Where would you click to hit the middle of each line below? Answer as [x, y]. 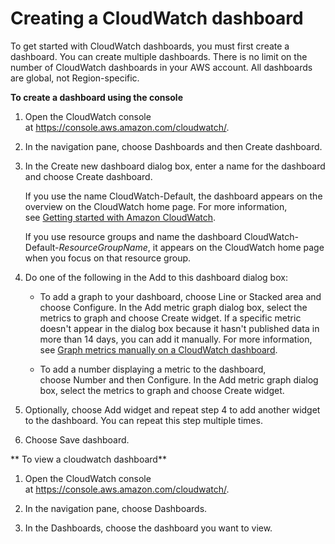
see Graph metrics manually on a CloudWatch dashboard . [158, 349]
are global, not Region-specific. [75, 78]
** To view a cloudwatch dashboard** [88, 459]
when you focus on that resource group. [108, 258]
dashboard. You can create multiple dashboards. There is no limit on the [159, 56]
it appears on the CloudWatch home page [238, 247]
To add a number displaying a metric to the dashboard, [153, 369]
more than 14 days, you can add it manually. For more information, [176, 339]
